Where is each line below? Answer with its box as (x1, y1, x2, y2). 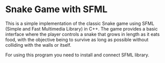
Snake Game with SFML (5, 4, 108, 15)
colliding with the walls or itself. (5, 42, 72, 48)
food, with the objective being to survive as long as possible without (5, 37, 149, 43)
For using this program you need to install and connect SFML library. (5, 52, 150, 58)
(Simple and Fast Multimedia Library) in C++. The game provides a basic (5, 25, 158, 31)
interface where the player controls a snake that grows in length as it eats (5, 31, 160, 37)
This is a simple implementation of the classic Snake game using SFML (5, 20, 155, 26)
